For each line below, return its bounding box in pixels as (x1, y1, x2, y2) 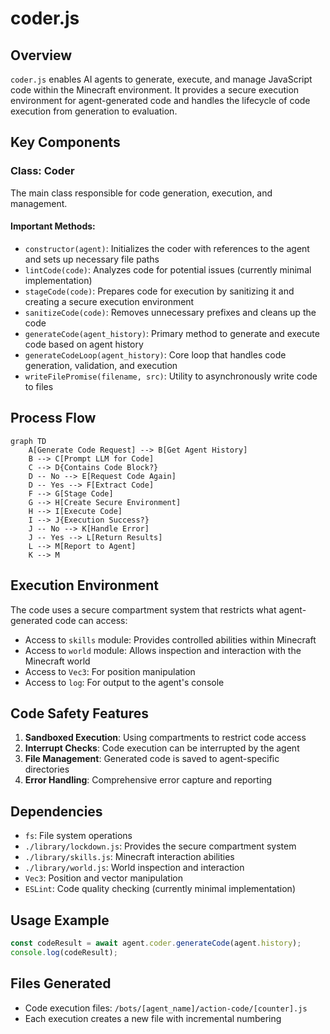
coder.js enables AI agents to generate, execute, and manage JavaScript (10, 73, 313, 85)
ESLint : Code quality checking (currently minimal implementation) (24, 883, 297, 895)
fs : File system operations (24, 830, 133, 842)
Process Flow (10, 410, 97, 427)
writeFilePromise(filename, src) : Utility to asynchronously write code (24, 370, 318, 382)
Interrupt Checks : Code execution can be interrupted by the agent (24, 742, 300, 754)
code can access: (54, 614, 128, 626)
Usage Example (10, 912, 110, 929)
